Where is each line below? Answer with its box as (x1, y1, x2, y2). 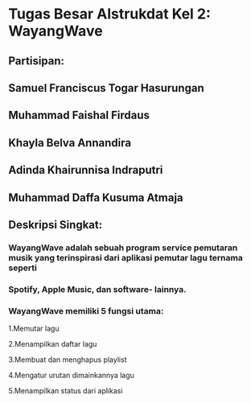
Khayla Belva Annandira (8, 136, 131, 150)
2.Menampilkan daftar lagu (8, 339, 97, 349)
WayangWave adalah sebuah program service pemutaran (8, 242, 238, 253)
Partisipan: (8, 54, 65, 68)
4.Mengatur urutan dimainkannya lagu (8, 371, 135, 380)
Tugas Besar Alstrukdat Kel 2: (8, 5, 212, 23)
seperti (8, 262, 38, 273)
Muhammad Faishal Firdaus (8, 109, 150, 122)
